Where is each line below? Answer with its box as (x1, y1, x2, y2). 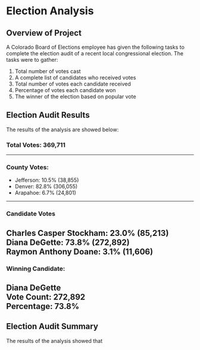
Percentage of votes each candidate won (14, 87, 116, 93)
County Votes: (6, 163, 49, 172)
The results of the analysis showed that (6, 337, 103, 344)
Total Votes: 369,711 (6, 141, 65, 149)
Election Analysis (6, 4, 94, 18)
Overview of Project (6, 28, 82, 38)
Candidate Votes (6, 210, 55, 218)
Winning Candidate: (6, 264, 65, 273)
